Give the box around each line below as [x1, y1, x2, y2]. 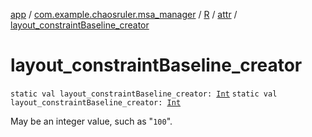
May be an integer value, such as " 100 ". [10, 115, 173, 127]
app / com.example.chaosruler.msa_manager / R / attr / [10, 9, 238, 20]
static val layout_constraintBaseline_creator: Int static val [10, 89, 278, 99]
